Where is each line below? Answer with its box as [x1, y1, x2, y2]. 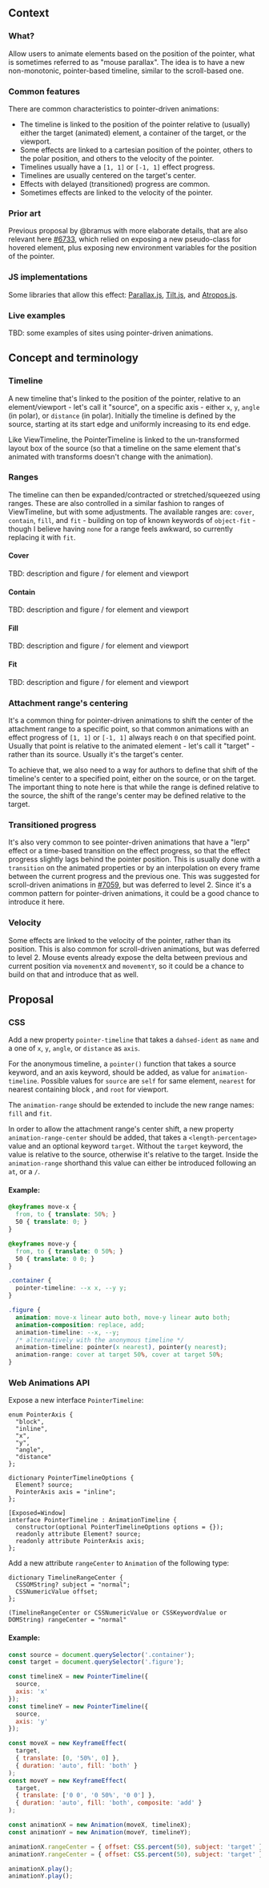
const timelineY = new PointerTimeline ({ [8, 1702, 149, 1711]
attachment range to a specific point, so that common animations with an [8, 723, 250, 733]
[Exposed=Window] [8, 1509, 66, 1517]
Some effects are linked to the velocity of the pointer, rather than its [8, 935, 231, 945]
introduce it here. [8, 897, 66, 907]
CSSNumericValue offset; [15, 1588, 98, 1596]
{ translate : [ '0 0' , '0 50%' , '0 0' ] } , [15, 1792, 156, 1800]
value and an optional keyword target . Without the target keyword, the [8, 1141, 243, 1151]
